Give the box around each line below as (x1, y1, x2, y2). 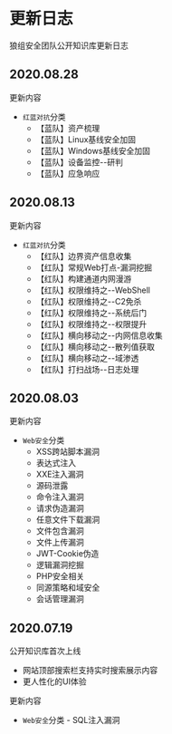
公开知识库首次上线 (9, 645, 81, 657)
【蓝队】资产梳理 (35, 122, 100, 133)
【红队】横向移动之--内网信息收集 (35, 330, 163, 341)
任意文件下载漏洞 (35, 514, 100, 526)
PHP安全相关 (35, 571, 84, 582)
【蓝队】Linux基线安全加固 (35, 133, 137, 145)
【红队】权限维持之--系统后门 (35, 307, 148, 318)
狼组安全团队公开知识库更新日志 (9, 40, 129, 51)
